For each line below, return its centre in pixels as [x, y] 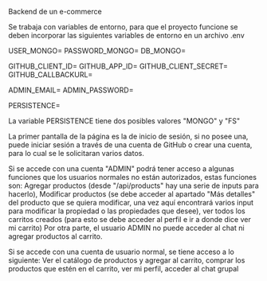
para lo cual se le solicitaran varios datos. [77, 153]
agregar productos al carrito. [55, 236]
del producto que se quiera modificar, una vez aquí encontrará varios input [131, 203]
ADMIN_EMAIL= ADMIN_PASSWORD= [71, 90]
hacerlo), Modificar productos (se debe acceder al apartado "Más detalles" [132, 194]
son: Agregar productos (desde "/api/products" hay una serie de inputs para [133, 185]
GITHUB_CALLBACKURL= [51, 74]
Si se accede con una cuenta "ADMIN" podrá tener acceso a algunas [122, 169]
